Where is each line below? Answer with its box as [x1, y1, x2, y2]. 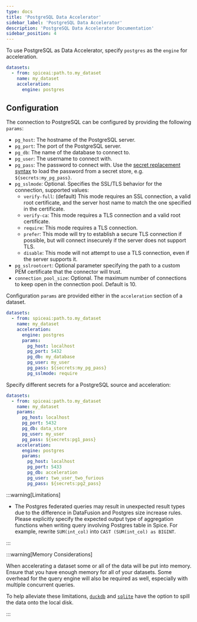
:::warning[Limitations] [6, 491, 61, 498]
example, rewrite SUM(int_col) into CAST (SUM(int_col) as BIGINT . [14, 527, 176, 535]
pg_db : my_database [27, 354, 75, 360]
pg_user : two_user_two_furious [27, 475, 104, 481]
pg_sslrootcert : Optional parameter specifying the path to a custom [14, 262, 180, 269]
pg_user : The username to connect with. [14, 155, 113, 163]
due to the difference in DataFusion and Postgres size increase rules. [14, 509, 183, 516]
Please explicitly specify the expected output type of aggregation [14, 515, 174, 522]
